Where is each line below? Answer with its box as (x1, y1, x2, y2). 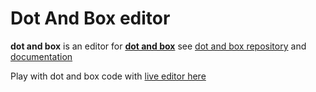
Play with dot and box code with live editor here (10, 70, 207, 82)
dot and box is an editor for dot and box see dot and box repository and (10, 40, 307, 52)
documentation (10, 50, 73, 62)
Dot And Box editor (10, 7, 171, 30)
